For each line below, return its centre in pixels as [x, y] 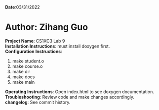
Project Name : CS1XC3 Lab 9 [35, 41]
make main [23, 82]
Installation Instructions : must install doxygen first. [58, 46]
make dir [21, 71]
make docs [23, 77]
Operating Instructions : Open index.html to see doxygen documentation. [79, 92]
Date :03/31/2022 [22, 7]
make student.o [28, 61]
